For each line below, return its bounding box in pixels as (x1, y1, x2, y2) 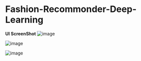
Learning (5, 14, 44, 25)
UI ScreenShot (5, 30, 36, 36)
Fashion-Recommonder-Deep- (5, 3, 137, 15)
